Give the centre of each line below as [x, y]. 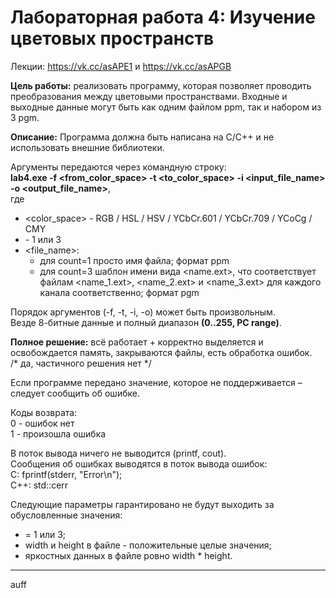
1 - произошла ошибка [58, 433]
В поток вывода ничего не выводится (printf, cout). [118, 453]
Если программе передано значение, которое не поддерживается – [156, 382]
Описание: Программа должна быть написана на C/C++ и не [142, 137]
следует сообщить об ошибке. [75, 393]
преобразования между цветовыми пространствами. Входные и [149, 96]
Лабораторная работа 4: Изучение [163, 17]
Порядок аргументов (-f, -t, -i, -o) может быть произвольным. [143, 312]
